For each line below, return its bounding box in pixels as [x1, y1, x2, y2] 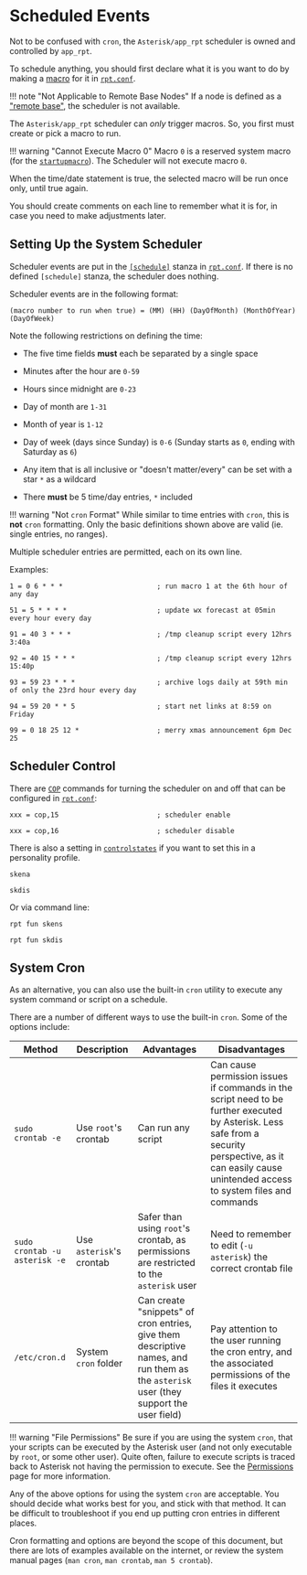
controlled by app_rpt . [9, 45, 93, 56]
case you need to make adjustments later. [9, 209, 166, 220]
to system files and [209, 1184, 292, 1197]
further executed [209, 1104, 283, 1117]
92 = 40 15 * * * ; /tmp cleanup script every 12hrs [9, 653, 292, 663]
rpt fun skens [9, 919, 64, 928]
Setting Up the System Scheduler [9, 237, 203, 252]
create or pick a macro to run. [9, 127, 122, 138]
